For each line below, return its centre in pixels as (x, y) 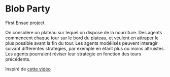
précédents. (18, 59)
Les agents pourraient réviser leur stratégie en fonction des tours (73, 54)
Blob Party (28, 9)
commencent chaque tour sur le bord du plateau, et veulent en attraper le (82, 38)
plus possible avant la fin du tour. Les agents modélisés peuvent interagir (82, 43)
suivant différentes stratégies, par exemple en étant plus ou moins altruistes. (85, 48)
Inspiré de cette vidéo (28, 69)
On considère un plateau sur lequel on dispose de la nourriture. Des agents (84, 32)
